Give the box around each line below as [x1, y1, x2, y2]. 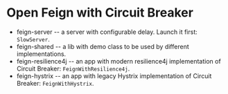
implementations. [16, 50, 67, 58]
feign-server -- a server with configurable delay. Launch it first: [16, 28, 198, 36]
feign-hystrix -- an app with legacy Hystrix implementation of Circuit [16, 71, 212, 80]
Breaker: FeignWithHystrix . [16, 79, 94, 87]
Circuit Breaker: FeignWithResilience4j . [16, 64, 130, 73]
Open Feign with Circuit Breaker [6, 5, 193, 21]
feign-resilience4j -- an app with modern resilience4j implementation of [16, 57, 221, 65]
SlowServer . [16, 35, 50, 43]
